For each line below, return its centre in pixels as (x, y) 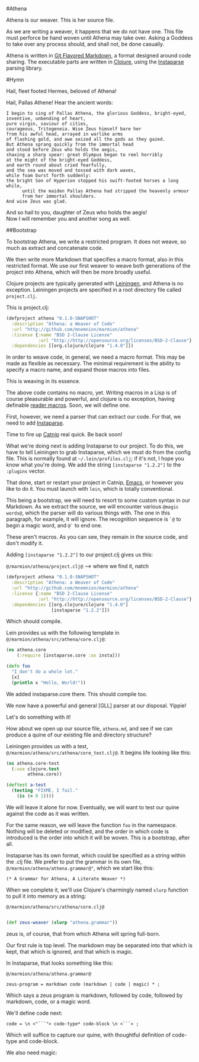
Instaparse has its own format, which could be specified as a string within (96, 855)
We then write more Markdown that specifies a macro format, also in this (95, 259)
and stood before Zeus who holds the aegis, (62, 150)
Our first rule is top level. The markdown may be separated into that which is (99, 945)
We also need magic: (32, 1053)
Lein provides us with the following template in (63, 633)
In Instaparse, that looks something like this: (60, 963)
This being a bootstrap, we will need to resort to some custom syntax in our (98, 500)
